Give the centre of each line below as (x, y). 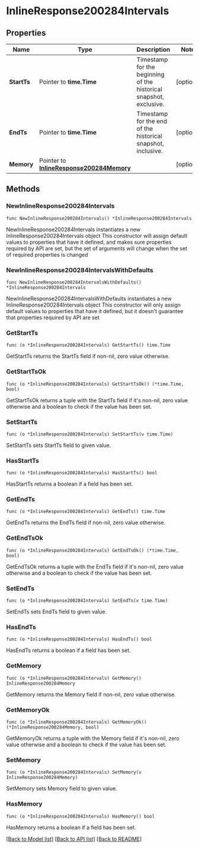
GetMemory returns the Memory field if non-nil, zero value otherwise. (91, 694)
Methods (23, 189)
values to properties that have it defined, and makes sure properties (89, 242)
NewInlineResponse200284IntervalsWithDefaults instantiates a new (89, 298)
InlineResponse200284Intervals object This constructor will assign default (97, 235)
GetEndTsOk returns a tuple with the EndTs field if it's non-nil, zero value (95, 566)
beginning (150, 74)
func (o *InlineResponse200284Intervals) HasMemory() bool (81, 816)
